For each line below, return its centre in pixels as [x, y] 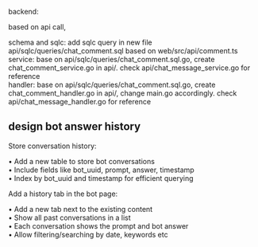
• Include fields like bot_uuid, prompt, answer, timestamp [101, 170]
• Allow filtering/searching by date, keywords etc [88, 234]
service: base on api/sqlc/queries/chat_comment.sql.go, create [112, 59]
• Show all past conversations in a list [69, 218]
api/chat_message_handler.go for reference [80, 102]
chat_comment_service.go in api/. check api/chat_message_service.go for [129, 68]
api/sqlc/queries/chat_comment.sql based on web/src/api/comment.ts [123, 51]
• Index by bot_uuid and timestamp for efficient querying [101, 178]
